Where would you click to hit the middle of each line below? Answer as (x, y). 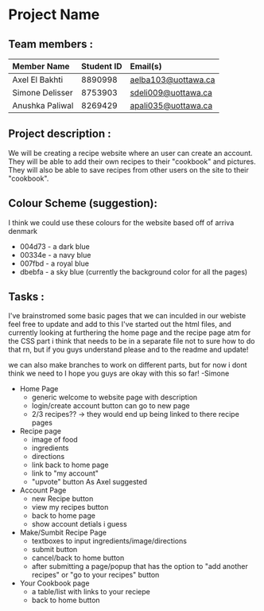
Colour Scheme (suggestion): (83, 203)
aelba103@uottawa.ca (173, 80)
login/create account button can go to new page (111, 406)
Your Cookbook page (54, 583)
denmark (23, 231)
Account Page (43, 490)
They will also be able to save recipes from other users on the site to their (128, 169)
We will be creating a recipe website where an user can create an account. (130, 153)
